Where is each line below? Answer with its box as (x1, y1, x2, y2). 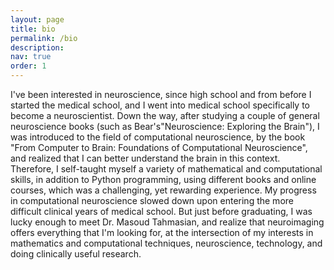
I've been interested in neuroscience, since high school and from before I (10, 89, 312, 100)
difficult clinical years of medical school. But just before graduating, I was (10, 206, 313, 217)
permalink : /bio (10, 33, 78, 43)
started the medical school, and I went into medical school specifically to (10, 99, 310, 111)
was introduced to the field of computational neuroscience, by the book (10, 131, 306, 143)
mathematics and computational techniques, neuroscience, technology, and (10, 237, 323, 249)
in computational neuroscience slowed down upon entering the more (10, 195, 294, 206)
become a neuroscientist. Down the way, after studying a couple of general (10, 110, 320, 121)
